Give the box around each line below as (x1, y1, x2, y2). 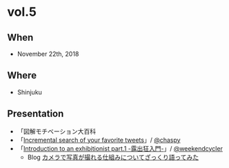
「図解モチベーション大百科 (17, 127, 97, 135)
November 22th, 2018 (17, 50, 79, 58)
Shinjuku (17, 87, 43, 96)
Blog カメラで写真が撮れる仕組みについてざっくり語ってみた (27, 153, 199, 161)
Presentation (7, 108, 64, 120)
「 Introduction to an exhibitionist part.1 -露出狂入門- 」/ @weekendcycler (17, 144, 223, 152)
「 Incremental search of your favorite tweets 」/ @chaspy (17, 136, 181, 144)
